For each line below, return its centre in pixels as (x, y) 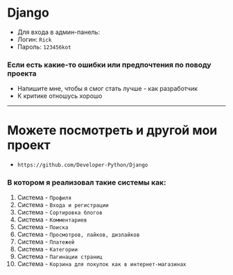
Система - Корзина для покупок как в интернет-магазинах (102, 264)
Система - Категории (48, 249)
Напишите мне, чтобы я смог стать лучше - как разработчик (107, 89)
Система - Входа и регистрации (63, 205)
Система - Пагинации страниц (60, 257)
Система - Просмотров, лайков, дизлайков (78, 235)
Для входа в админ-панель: (59, 32)
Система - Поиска (43, 227)
